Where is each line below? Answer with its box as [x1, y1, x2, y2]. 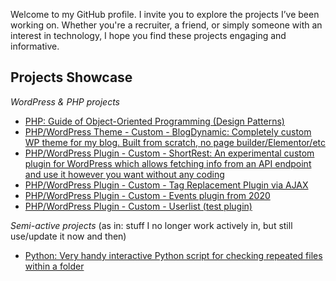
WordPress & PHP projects [10, 95, 120, 108]
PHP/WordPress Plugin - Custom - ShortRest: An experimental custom [24, 147, 315, 159]
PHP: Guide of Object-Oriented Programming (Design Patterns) [24, 115, 285, 127]
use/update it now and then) [10, 230, 127, 242]
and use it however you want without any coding [24, 168, 225, 180]
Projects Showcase [10, 69, 133, 86]
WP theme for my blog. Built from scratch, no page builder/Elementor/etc [24, 136, 326, 148]
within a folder [24, 260, 85, 272]
